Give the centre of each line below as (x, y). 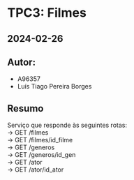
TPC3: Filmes (47, 13)
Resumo (25, 108)
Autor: (22, 62)
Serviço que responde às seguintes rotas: (67, 125)
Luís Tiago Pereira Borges (54, 87)
